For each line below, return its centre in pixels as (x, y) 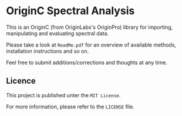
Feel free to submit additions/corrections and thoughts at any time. (87, 62)
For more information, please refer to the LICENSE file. (70, 107)
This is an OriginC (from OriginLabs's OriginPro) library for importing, (90, 27)
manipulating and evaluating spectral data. (58, 33)
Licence (21, 81)
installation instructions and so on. (48, 51)
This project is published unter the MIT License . (63, 95)
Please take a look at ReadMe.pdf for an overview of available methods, (91, 45)
